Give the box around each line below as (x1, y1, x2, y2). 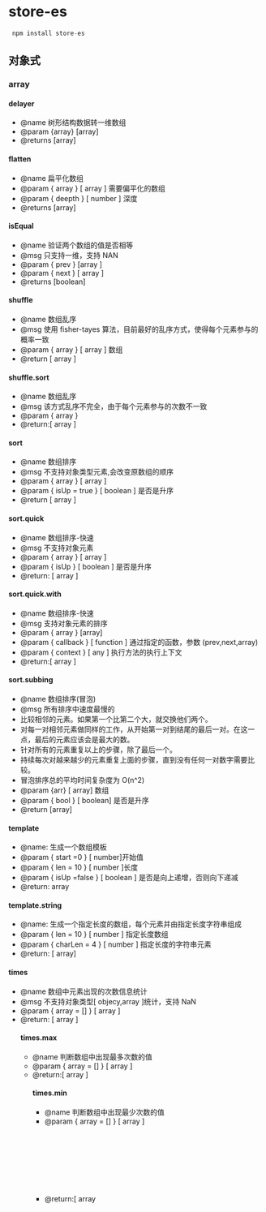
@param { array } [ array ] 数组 (19, 344, 123, 355)
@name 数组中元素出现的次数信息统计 (19, 986, 148, 996)
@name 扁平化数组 (19, 173, 84, 183)
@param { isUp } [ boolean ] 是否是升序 (19, 561, 152, 571)
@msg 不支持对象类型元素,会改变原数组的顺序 (19, 467, 174, 477)
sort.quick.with (8, 589, 62, 599)
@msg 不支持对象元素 (19, 543, 94, 552)
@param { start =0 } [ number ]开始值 (19, 853, 144, 862)
